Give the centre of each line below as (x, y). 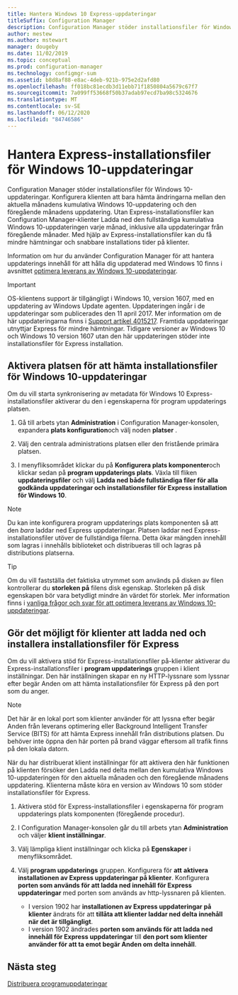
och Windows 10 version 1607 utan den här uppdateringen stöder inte (109, 336)
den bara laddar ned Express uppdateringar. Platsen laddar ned (100, 530)
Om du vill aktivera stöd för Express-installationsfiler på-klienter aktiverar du (119, 661)
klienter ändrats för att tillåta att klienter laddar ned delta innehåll (125, 914)
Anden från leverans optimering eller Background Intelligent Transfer (107, 726)
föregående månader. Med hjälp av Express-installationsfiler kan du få (110, 234)
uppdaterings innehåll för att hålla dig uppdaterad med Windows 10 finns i (115, 263)
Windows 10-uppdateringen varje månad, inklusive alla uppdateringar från (115, 227)
